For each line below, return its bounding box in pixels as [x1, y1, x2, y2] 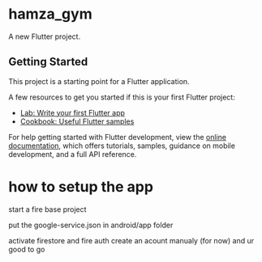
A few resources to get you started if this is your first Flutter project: [8, 92, 235, 102]
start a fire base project [8, 204, 87, 214]
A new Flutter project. [8, 32, 81, 41]
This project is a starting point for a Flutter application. [8, 76, 190, 86]
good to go [8, 244, 45, 254]
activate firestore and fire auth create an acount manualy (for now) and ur [8, 235, 254, 245]
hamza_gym [8, 5, 92, 23]
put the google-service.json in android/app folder [8, 220, 174, 230]
